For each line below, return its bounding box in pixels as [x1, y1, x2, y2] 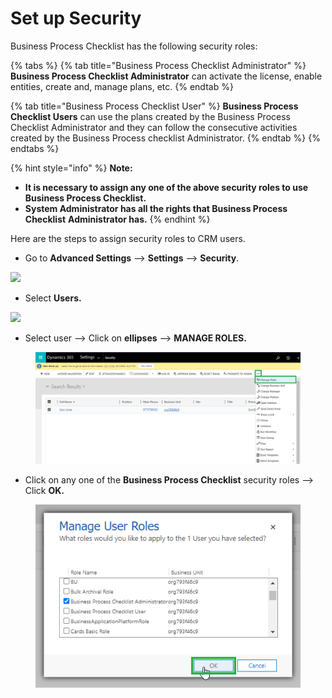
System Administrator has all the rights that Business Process [24, 202, 288, 214]
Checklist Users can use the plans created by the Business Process [10, 110, 291, 122]
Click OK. [24, 484, 65, 496]
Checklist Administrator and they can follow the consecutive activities [10, 121, 298, 133]
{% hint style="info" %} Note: [10, 162, 133, 174]
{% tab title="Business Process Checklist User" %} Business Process [10, 100, 299, 112]
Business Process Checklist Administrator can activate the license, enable [10, 70, 323, 82]
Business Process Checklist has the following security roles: [10, 40, 258, 52]
